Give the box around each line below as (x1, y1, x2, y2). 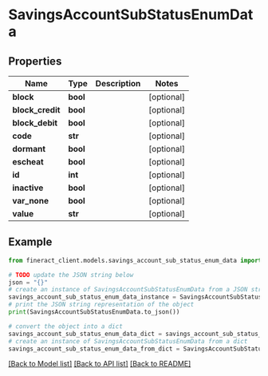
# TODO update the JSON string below (8, 271, 134, 279)
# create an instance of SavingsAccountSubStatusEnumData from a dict (8, 337, 248, 345)
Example (8, 235, 53, 249)
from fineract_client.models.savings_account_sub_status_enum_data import (8, 256, 262, 264)
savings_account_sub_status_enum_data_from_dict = (8, 345, 180, 353)
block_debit (12, 117, 58, 129)
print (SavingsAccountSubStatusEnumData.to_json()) (8, 308, 180, 316)
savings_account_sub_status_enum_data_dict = (8, 330, 162, 338)
